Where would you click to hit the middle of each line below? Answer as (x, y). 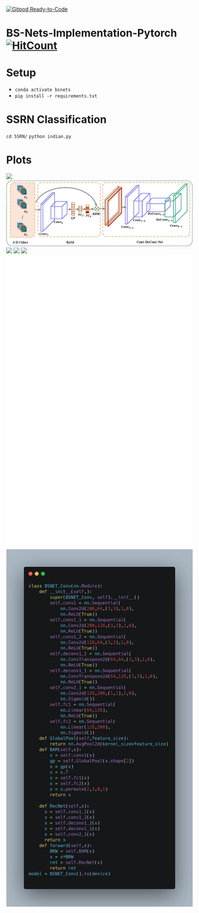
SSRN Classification (56, 120)
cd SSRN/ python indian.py (39, 137)
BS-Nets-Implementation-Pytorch (92, 33)
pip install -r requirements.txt (56, 96)
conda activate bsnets (43, 90)
